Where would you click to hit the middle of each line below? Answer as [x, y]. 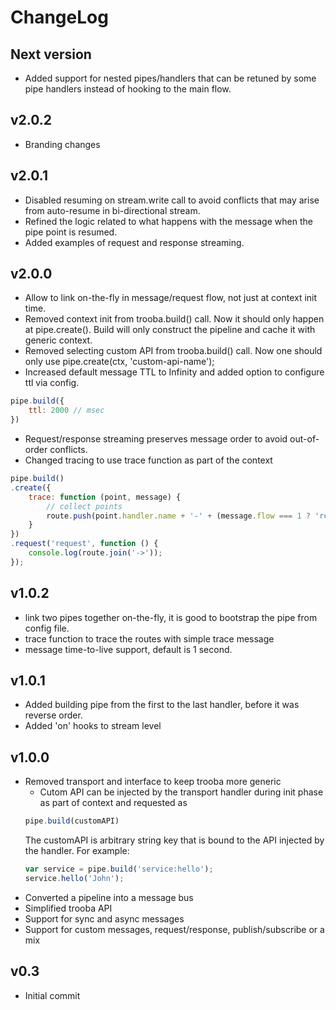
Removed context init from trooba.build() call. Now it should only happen [174, 319]
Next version [51, 54]
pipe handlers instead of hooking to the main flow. [128, 89]
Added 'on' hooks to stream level [93, 726]
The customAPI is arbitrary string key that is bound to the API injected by [174, 840]
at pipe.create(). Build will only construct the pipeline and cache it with [170, 330]
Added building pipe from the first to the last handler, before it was [162, 705]
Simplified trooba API [68, 908]
